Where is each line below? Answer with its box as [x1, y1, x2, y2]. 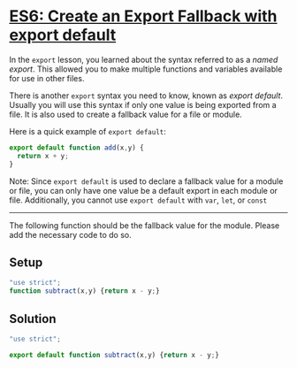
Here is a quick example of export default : [9, 126, 166, 136]
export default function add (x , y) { [9, 143, 144, 152]
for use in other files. [9, 73, 85, 83]
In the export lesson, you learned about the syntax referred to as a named [9, 54, 278, 65]
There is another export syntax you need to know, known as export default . [9, 90, 284, 101]
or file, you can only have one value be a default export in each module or [9, 185, 278, 195]
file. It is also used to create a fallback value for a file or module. [9, 109, 243, 119]
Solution [9, 311, 57, 326]
